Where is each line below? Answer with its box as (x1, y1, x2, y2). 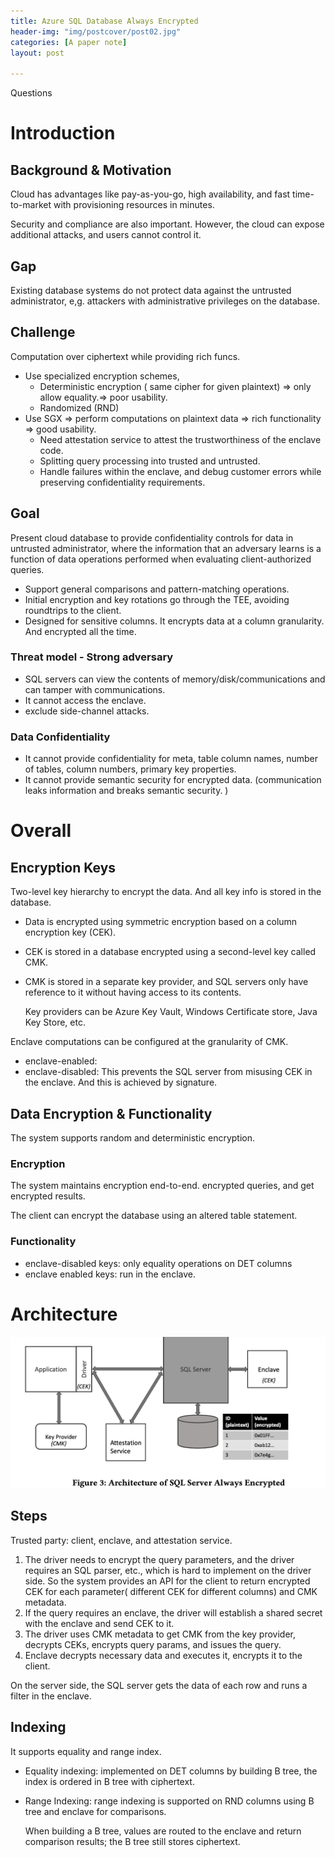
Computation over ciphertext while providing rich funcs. (10, 350, 241, 362)
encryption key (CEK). (24, 926, 117, 939)
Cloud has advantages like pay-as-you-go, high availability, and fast (10, 188, 291, 200)
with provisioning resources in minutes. (53, 199, 215, 211)
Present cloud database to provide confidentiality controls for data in (10, 531, 294, 544)
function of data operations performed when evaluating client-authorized (10, 553, 312, 565)
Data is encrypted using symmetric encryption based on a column (24, 916, 298, 928)
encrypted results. (10, 1190, 86, 1202)
